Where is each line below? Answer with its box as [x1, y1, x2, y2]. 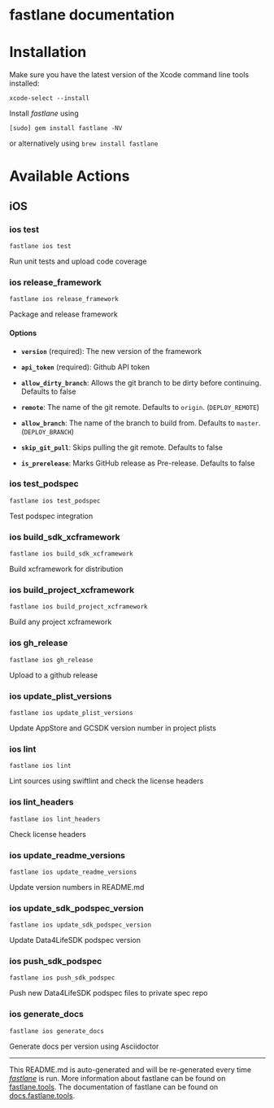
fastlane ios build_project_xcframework [9, 603, 149, 611]
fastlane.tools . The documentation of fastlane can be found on [9, 1082, 219, 1092]
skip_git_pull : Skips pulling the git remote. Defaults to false [20, 442, 223, 452]
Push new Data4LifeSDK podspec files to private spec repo [9, 988, 208, 998]
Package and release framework [9, 309, 119, 319]
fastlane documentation [9, 6, 175, 24]
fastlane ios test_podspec [9, 496, 101, 505]
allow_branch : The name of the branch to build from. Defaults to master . [20, 417, 261, 428]
